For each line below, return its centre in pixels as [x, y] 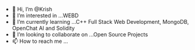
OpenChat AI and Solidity [43, 28]
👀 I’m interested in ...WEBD [45, 15]
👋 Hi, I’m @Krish [32, 9]
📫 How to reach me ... [40, 41]
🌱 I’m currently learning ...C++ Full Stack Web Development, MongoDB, [100, 22]
